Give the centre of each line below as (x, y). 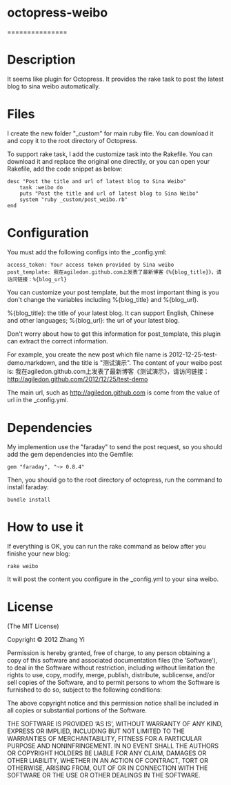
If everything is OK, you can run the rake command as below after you (107, 546)
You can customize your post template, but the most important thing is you (113, 292)
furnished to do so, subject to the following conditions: (84, 690)
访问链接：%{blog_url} (37, 279)
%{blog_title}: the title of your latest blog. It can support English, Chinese (111, 313)
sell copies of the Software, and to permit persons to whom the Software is (114, 682)
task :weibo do (41, 187)
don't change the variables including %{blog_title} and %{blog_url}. (103, 299)
